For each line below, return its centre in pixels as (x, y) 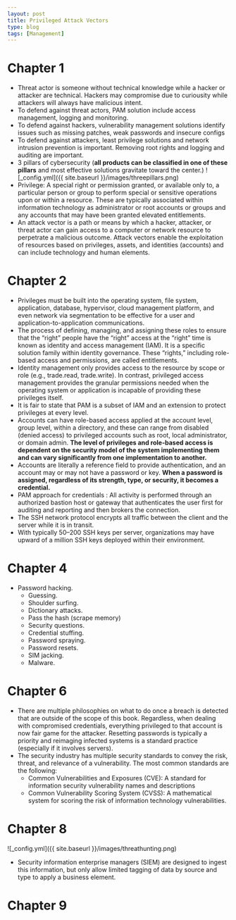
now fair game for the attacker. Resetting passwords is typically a (112, 733)
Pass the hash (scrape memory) (74, 618)
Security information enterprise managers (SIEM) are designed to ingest (122, 862)
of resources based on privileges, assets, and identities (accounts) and (120, 245)
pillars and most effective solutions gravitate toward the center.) (111, 170)
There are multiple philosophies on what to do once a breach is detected (123, 711)
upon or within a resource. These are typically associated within (110, 200)
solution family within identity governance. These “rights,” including (116, 353)
